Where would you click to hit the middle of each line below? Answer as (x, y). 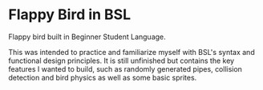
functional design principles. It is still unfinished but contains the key (121, 61)
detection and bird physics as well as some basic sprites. (103, 77)
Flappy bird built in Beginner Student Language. (87, 37)
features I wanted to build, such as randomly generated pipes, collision (125, 68)
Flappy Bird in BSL (70, 15)
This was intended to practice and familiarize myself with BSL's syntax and (131, 52)
